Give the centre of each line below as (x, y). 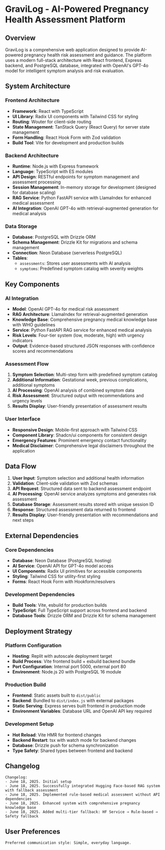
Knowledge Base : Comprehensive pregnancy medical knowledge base (85, 319)
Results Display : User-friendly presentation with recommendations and (85, 515)
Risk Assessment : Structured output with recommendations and (78, 396)
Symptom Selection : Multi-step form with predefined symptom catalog (85, 375)
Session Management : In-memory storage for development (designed (84, 187)
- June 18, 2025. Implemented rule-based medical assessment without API (83, 795)
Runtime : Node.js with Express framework (55, 166)
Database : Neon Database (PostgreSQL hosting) (62, 561)
